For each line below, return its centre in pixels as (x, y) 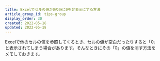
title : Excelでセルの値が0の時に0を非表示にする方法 (53, 9)
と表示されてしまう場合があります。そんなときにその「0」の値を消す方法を (80, 48)
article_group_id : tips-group (36, 14)
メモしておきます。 (24, 54)
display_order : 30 (24, 18)
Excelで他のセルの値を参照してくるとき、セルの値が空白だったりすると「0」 (80, 42)
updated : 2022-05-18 (26, 28)
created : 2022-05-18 (26, 23)
